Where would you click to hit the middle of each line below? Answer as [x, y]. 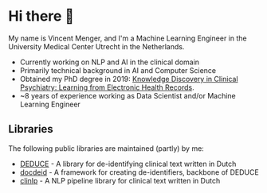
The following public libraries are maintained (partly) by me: [106, 148]
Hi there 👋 [41, 16]
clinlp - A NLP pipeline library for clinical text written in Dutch [120, 180]
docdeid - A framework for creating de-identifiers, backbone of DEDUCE [139, 172]
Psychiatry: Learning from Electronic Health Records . [107, 87]
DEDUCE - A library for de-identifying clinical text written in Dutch [128, 164]
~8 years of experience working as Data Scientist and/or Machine [128, 95]
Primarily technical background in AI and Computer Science [118, 70]
